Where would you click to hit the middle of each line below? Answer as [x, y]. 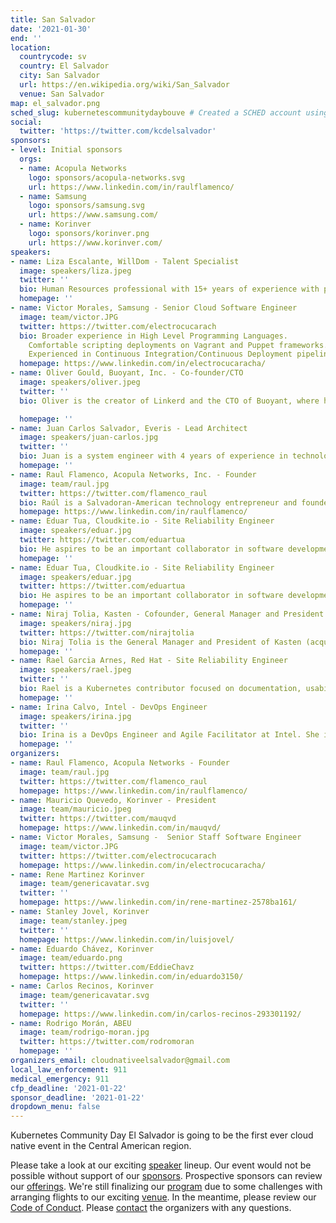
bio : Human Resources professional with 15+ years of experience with [169, 289]
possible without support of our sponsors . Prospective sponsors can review [166, 1176]
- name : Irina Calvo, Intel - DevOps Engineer [109, 707]
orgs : [31, 159]
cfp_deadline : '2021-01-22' [69, 1088]
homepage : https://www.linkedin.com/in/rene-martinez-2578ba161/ [158, 902]
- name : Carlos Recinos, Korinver [82, 986]
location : [31, 47]
